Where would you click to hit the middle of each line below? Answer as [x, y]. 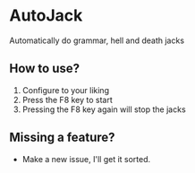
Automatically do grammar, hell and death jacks [97, 40]
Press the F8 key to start [68, 99]
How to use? [45, 69]
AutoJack [46, 16]
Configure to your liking [66, 90]
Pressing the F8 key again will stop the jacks [104, 109]
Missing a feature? [62, 138]
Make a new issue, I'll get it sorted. [86, 159]
